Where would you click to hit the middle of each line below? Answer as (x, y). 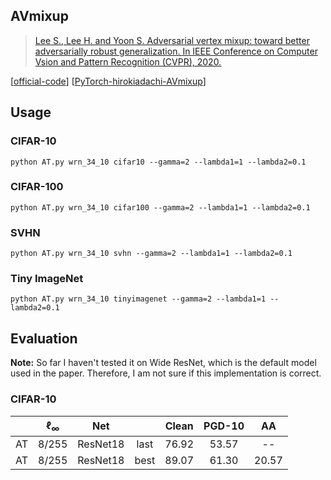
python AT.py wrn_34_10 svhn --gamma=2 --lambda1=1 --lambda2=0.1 (151, 254)
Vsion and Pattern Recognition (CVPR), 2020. (128, 61)
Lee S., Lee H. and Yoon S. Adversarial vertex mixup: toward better (172, 40)
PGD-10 (224, 426)
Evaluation (44, 338)
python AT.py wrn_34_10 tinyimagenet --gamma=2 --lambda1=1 (138, 299)
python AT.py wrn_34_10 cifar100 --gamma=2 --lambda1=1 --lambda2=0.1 (160, 207)
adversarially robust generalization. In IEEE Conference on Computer (176, 51)
